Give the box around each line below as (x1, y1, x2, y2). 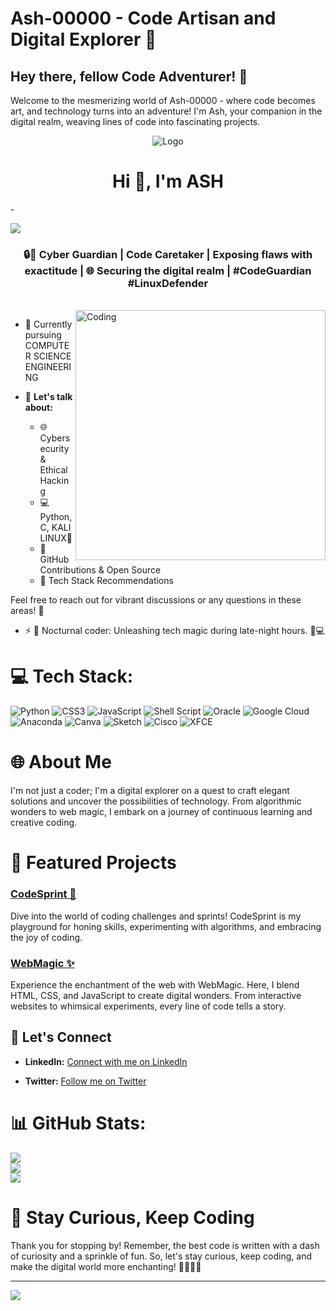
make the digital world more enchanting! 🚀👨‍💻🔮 (10, 1260, 202, 1272)
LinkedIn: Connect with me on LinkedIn (24, 1055, 188, 1067)
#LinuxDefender (127, 276, 209, 290)
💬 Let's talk (24, 391, 73, 403)
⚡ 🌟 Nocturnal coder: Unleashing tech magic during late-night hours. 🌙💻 (24, 625, 325, 637)
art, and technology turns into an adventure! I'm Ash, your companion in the (10, 105, 323, 117)
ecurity (39, 443, 70, 455)
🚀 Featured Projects (10, 852, 177, 874)
